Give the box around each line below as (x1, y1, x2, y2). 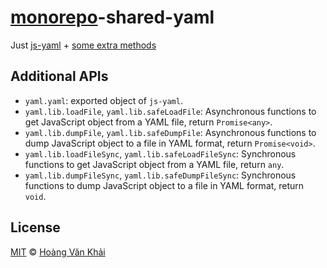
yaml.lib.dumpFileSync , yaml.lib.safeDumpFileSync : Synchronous (24, 169, 297, 181)
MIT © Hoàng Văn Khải (10, 246, 106, 258)
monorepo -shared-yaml (10, 6, 215, 29)
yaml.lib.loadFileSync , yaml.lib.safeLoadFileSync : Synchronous (24, 147, 297, 160)
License (10, 219, 61, 236)
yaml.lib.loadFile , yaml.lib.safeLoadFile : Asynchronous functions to (24, 105, 317, 117)
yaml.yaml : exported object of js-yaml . (24, 94, 183, 106)
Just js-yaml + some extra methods (10, 39, 157, 51)
